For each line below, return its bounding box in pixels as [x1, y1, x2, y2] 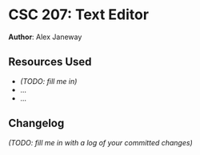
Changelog [8, 117, 65, 130]
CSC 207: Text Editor [8, 6, 150, 24]
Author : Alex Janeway [8, 32, 82, 42]
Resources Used [8, 55, 92, 69]
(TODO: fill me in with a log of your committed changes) [8, 137, 194, 147]
